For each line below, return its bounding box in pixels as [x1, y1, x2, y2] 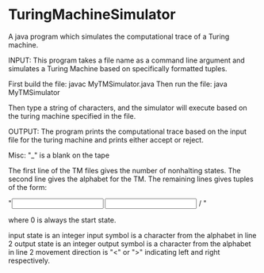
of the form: [8, 182, 48, 191]
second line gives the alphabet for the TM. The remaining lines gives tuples [8, 174, 254, 184]
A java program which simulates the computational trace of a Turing [8, 32, 230, 41]
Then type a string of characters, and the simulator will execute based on [8, 103, 247, 112]
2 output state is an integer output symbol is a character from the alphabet [8, 239, 251, 248]
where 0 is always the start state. [8, 215, 117, 225]
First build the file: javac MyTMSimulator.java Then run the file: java [8, 79, 228, 89]
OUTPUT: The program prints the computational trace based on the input [8, 127, 247, 136]
